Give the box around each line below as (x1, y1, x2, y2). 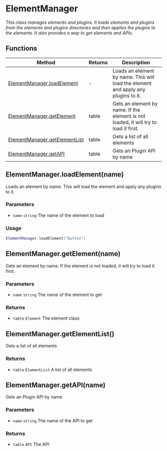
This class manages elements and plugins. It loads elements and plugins (5, 19, 155, 25)
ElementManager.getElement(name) (5, 250, 121, 258)
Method (36, 59, 56, 66)
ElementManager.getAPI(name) (5, 381, 106, 389)
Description (121, 59, 150, 66)
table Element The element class (12, 315, 80, 321)
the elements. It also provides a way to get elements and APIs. (5, 30, 133, 36)
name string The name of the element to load (12, 212, 105, 218)
